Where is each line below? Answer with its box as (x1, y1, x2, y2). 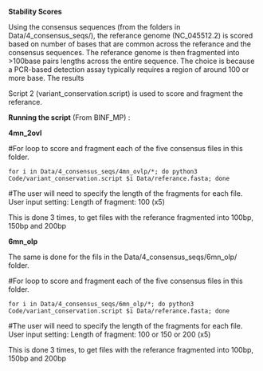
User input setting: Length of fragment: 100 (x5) (8, 197, 165, 206)
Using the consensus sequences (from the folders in (8, 22, 181, 31)
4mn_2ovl (8, 128, 42, 138)
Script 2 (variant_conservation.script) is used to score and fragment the (8, 89, 243, 98)
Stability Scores (8, 7, 62, 16)
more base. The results (8, 74, 84, 82)
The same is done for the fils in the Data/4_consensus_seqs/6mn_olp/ (8, 252, 237, 261)
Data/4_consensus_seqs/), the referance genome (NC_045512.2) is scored (8, 31, 253, 40)
